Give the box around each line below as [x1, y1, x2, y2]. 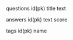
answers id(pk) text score [6, 16, 68, 23]
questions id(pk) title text [6, 5, 66, 12]
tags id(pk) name [6, 27, 47, 34]
